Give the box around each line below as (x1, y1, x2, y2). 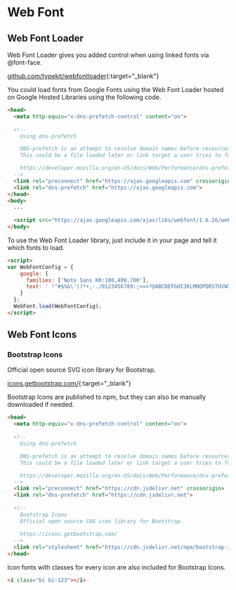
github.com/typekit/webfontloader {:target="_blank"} (7, 72, 159, 80)
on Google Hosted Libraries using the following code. (7, 93, 162, 101)
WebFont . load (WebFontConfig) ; (13, 303, 102, 310)
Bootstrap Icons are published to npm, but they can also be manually (7, 393, 206, 401)
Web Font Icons (7, 329, 77, 341)
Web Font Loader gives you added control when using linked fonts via (7, 51, 209, 59)
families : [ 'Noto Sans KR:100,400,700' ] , (25, 277, 150, 284)
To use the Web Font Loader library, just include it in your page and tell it (7, 236, 217, 244)
